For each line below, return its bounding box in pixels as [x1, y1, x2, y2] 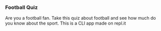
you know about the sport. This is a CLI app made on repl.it [5, 20, 126, 26]
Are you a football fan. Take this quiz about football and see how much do [5, 15, 157, 21]
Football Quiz [5, 4, 38, 11]
